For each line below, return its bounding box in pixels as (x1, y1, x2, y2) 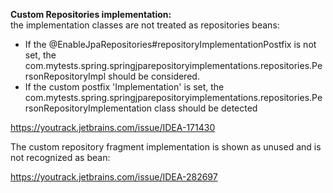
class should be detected (154, 102, 258, 114)
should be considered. (108, 70, 200, 82)
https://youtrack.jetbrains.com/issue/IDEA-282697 (10, 171, 218, 183)
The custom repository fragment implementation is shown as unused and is (10, 141, 322, 153)
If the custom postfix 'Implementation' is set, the (24, 81, 225, 93)
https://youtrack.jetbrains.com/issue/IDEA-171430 (10, 122, 216, 133)
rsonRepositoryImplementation (24, 102, 153, 114)
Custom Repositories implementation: (10, 9, 172, 20)
